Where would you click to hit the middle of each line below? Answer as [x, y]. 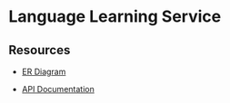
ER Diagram [44, 71]
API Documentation [58, 89]
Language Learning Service [115, 17]
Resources [40, 50]
